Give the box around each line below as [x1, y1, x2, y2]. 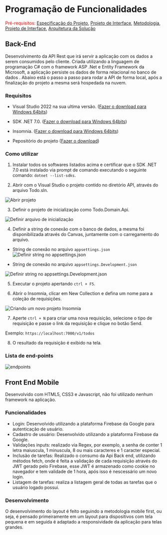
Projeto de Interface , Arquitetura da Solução [5, 25, 96, 31]
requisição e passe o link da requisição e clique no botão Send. [12, 320, 143, 326]
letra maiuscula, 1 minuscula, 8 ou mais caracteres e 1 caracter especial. [12, 447, 161, 453]
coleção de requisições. [12, 296, 62, 302]
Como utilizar [5, 150, 38, 157]
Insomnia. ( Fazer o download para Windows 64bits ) [12, 128, 119, 134]
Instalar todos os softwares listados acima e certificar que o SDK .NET [12, 161, 157, 168]
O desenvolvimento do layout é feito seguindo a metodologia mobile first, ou [5, 508, 162, 514]
